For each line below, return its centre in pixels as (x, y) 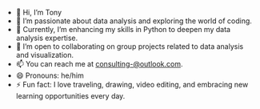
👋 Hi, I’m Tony (39, 12)
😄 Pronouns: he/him (50, 75)
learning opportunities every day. (70, 96)
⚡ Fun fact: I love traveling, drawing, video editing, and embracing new (132, 85)
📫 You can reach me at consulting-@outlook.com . (99, 64)
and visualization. (45, 55)
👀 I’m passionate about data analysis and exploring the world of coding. (134, 21)
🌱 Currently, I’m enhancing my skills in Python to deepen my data (123, 29)
